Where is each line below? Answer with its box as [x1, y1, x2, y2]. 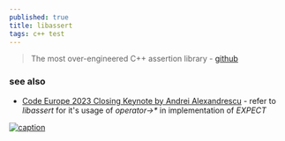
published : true [9, 12, 69, 22]
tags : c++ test [9, 29, 65, 38]
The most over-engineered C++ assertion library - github [30, 54, 238, 64]
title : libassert [9, 21, 73, 30]
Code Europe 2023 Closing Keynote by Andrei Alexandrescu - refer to [21, 95, 276, 106]
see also [9, 76, 46, 88]
